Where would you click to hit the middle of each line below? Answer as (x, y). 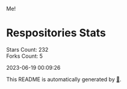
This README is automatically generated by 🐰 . (64, 79)
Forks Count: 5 (25, 56)
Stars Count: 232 (27, 49)
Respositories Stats (56, 33)
